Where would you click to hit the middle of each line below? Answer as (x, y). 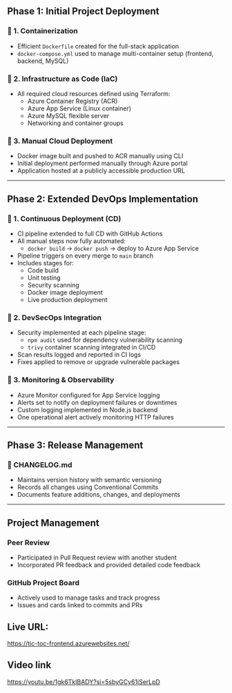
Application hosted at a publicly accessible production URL (101, 171)
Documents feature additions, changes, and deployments (99, 495)
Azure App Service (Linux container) (79, 108)
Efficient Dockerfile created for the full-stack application (98, 46)
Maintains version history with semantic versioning (89, 480)
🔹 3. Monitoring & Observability (61, 380)
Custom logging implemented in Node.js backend (87, 410)
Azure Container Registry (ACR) (72, 101)
